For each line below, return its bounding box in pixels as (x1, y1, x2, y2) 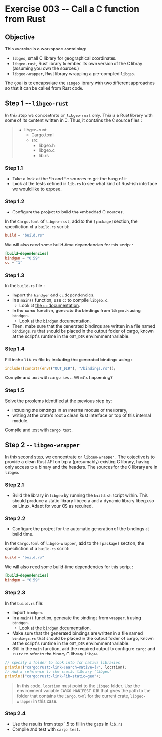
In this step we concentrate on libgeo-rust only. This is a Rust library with (5, 112, 153, 118)
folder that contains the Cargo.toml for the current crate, (16, 693, 130, 699)
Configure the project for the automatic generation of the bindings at (12, 526, 149, 532)
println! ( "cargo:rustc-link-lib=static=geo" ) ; (5, 673, 101, 679)
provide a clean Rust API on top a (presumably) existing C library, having (5, 459, 150, 465)
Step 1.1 (5, 164, 23, 171)
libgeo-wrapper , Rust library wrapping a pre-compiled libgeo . (12, 71, 135, 76)
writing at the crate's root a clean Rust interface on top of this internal (12, 412, 151, 418)
